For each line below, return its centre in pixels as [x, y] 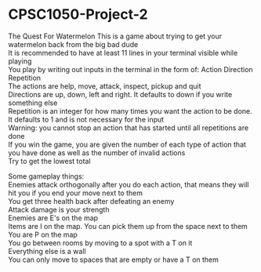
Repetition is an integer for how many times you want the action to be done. [130, 111]
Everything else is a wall [47, 251]
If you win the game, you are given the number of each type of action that [127, 144]
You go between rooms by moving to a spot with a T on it [100, 243]
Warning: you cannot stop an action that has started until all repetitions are [129, 128]
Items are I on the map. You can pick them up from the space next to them [128, 226]
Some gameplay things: [46, 176]
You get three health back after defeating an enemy [91, 201]
